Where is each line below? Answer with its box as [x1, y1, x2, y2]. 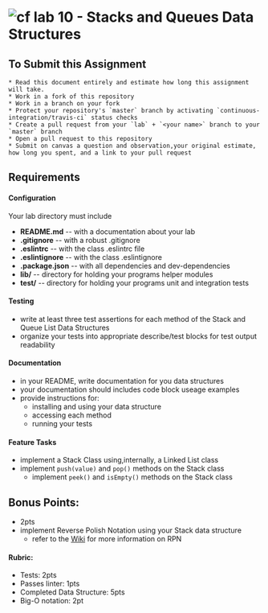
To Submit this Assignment [8, 57, 147, 71]
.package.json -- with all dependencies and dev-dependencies [19, 261, 231, 270]
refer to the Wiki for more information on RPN [31, 534, 182, 544]
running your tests [31, 419, 93, 428]
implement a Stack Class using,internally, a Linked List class [19, 455, 219, 465]
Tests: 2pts [19, 570, 58, 580]
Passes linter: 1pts [19, 579, 80, 589]
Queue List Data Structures [19, 323, 110, 332]
